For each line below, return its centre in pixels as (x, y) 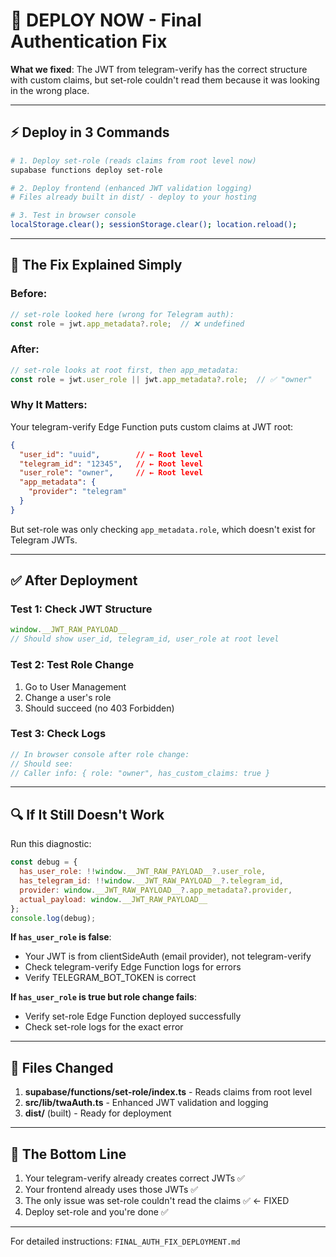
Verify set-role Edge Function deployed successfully (133, 1016)
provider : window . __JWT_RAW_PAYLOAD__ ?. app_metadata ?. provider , (156, 890)
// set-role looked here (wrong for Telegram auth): (122, 314)
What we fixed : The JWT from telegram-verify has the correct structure (159, 69)
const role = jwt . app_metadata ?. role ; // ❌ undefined (127, 324)
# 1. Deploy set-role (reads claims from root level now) (133, 160)
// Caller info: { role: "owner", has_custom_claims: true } (140, 773)
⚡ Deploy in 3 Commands (90, 132)
